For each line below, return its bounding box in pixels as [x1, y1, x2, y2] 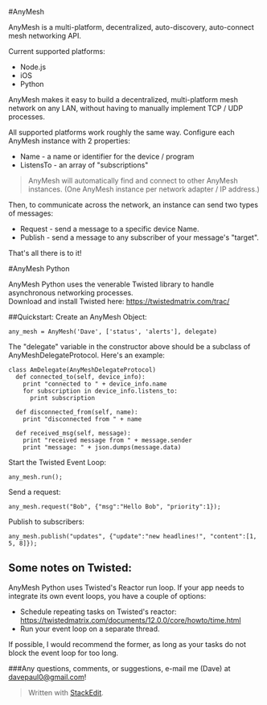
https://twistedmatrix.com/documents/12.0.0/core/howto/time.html [19, 615, 241, 625]
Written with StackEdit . [27, 687, 105, 697]
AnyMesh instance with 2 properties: [8, 136, 130, 146]
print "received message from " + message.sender [23, 436, 193, 444]
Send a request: [8, 487, 61, 497]
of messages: [8, 208, 54, 218]
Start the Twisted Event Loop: [8, 458, 107, 467]
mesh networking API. [8, 31, 82, 40]
